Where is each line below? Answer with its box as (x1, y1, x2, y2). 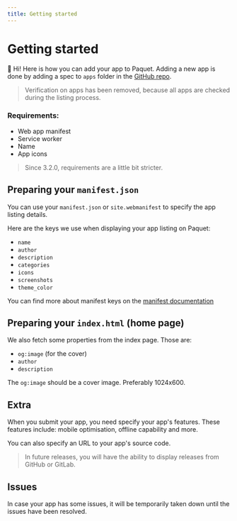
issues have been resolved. (7, 508, 87, 516)
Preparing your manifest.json (7, 184, 139, 196)
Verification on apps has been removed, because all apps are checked (24, 86, 231, 94)
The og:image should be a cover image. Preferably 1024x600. (7, 379, 186, 387)
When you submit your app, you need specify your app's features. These (7, 418, 221, 426)
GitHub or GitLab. (24, 460, 76, 469)
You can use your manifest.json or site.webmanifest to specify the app (7, 203, 216, 211)
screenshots (17, 276, 53, 284)
